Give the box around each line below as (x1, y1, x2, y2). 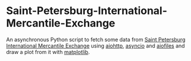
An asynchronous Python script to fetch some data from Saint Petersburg (6, 36, 186, 43)
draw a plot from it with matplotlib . (6, 48, 90, 55)
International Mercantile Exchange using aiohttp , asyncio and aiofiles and (6, 42, 185, 49)
